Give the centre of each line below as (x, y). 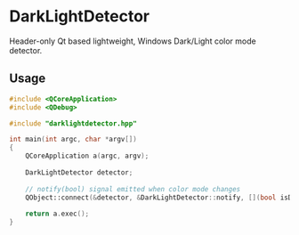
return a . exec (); (57, 214)
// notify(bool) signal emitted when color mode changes (133, 189)
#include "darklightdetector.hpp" (73, 123)
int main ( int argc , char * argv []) (73, 140)
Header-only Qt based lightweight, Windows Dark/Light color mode (133, 41)
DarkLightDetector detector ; (79, 172)
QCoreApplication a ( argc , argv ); (87, 156)
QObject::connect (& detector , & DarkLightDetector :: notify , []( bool (151, 198)
